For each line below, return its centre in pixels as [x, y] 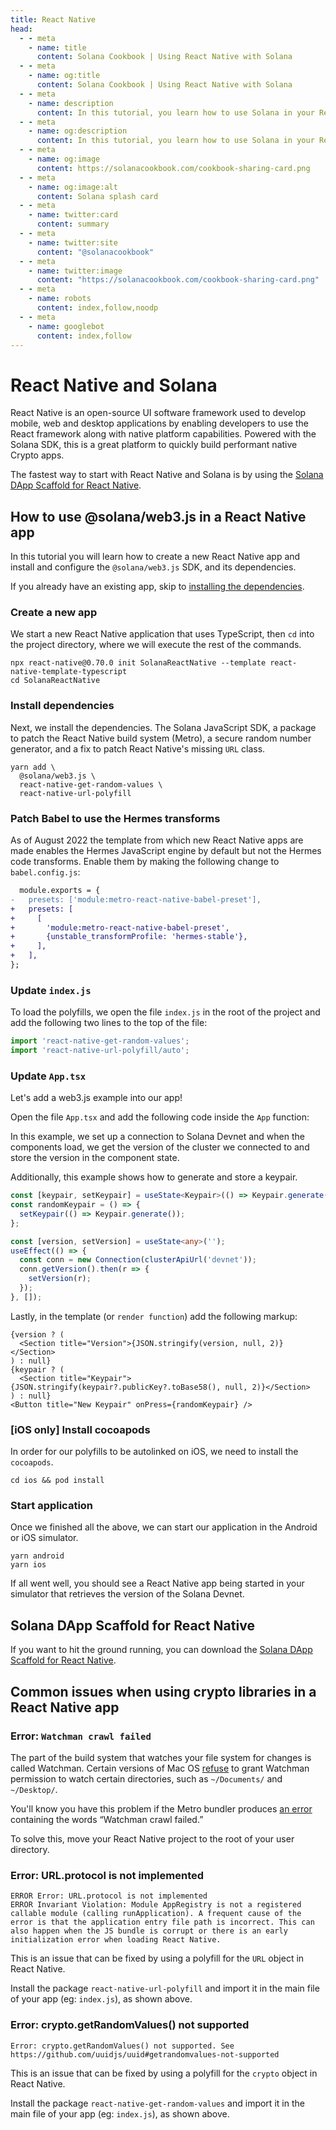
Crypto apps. [37, 455]
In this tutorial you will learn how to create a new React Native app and [155, 557]
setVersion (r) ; [60, 1279]
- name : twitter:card [73, 215]
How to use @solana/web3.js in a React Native [158, 516]
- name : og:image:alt [73, 187]
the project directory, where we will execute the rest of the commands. [156, 645]
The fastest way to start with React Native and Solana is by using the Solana [167, 475]
